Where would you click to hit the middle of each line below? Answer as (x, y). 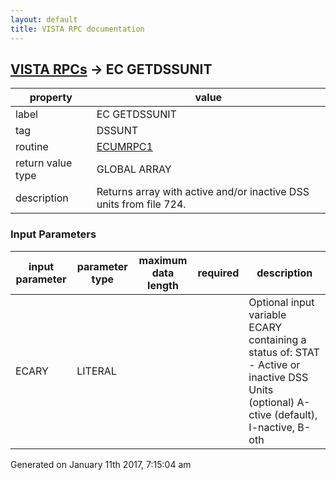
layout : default (44, 19)
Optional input (281, 302)
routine (32, 147)
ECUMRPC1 (124, 147)
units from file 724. (141, 204)
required (218, 273)
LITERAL (96, 371)
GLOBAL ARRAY (134, 169)
